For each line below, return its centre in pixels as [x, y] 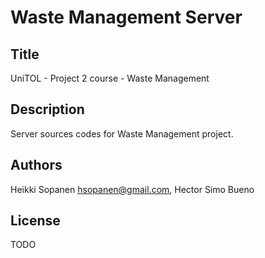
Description [47, 109]
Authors [36, 165]
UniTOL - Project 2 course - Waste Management [110, 78]
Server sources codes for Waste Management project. [122, 133]
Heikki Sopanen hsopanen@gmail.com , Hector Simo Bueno [132, 189]
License [35, 221]
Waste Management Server [126, 17]
